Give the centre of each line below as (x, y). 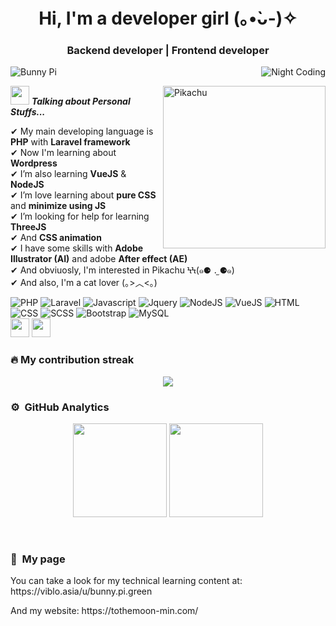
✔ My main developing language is (82, 131)
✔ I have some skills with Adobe (77, 248)
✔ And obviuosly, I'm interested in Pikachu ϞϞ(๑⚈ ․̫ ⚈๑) (122, 270)
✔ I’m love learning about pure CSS (83, 195)
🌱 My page (38, 559)
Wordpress (34, 163)
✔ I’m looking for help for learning (80, 216)
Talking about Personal (81, 101)
